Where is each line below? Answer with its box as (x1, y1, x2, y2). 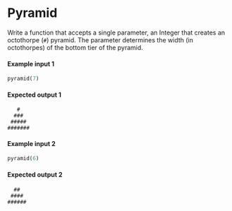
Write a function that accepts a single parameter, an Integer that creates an (7, 28, 226, 37)
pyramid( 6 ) (7, 155, 39, 162)
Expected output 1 (7, 90, 61, 99)
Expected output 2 (7, 170, 63, 179)
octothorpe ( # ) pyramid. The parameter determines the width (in (7, 35, 194, 44)
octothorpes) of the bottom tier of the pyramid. (7, 43, 143, 52)
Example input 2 (7, 139, 56, 147)
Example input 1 (7, 59, 55, 68)
